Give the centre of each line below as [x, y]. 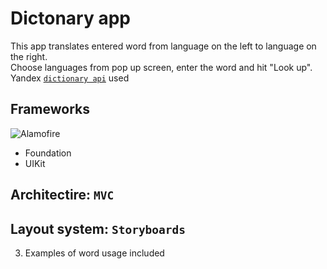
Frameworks [50, 109]
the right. [29, 56]
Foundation [48, 153]
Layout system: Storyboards [98, 228]
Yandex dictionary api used [70, 78]
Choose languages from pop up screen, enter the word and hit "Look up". [161, 67]
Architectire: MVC [62, 195]
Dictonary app [71, 18]
